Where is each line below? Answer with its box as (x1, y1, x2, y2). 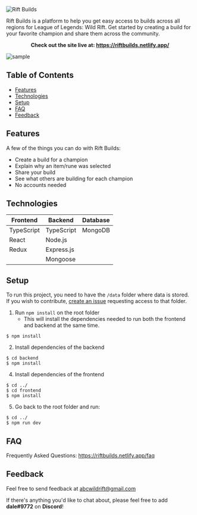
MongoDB (82, 226, 110, 235)
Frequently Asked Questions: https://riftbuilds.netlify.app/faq (6, 452, 155, 459)
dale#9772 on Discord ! (6, 502, 64, 510)
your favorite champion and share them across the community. (6, 30, 160, 37)
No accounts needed (14, 181, 67, 188)
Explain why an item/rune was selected (14, 162, 111, 169)
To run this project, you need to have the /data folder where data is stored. (6, 291, 189, 298)
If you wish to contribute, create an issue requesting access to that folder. (6, 298, 187, 305)
